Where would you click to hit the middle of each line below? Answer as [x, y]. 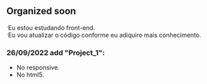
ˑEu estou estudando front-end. [51, 27]
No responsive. [38, 68]
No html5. [30, 75]
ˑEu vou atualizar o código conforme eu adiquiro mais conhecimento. [104, 35]
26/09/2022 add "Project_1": [56, 53]
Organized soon [41, 11]
